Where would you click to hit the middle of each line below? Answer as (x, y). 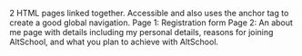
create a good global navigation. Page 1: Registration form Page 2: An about (151, 23)
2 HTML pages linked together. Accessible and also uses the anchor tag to (149, 13)
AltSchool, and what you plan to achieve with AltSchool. (114, 42)
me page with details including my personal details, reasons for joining (141, 32)
